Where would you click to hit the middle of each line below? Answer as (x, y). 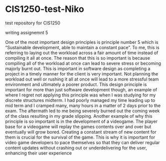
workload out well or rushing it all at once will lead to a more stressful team (82, 79)
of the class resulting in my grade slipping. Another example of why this (79, 116)
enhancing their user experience (39, 153)
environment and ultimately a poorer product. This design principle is (76, 84)
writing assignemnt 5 (27, 32)
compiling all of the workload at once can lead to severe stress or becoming (83, 63)
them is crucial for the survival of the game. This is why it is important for (80, 137)
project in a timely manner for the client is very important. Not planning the (82, 74)
